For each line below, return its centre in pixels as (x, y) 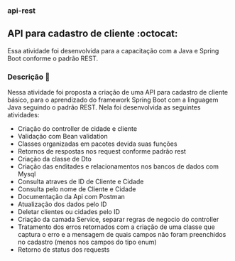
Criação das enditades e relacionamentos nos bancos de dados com (118, 166)
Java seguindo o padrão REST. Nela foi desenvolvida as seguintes (104, 107)
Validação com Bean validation (62, 137)
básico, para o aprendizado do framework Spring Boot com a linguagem (113, 100)
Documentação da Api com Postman (71, 197)
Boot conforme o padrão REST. (53, 58)
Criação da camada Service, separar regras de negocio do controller (118, 220)
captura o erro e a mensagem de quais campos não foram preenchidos (122, 235)
